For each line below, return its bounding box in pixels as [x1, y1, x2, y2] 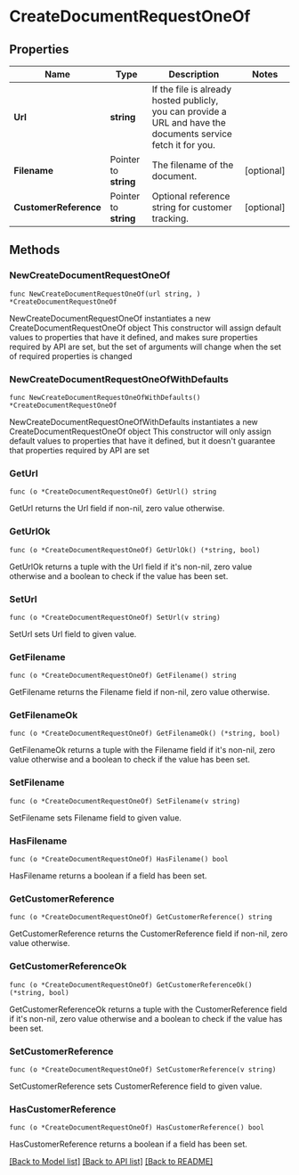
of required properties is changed [9, 350, 133, 362]
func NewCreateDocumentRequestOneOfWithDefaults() [9, 393, 201, 402]
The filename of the [151, 159, 234, 171]
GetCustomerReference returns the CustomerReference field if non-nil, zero [9, 928, 288, 939]
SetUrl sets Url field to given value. [9, 628, 137, 639]
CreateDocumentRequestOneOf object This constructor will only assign [9, 426, 271, 437]
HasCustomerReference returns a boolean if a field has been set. [9, 1138, 247, 1150]
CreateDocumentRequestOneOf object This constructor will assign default [9, 322, 282, 333]
